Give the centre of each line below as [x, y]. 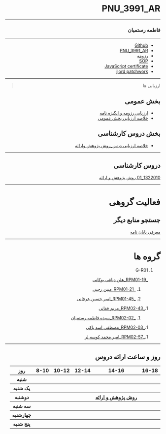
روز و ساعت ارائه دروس [128, 357]
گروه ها [147, 256]
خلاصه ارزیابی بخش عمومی [123, 118]
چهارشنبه [22, 415]
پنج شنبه [22, 424]
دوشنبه [22, 398]
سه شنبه [22, 406]
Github [141, 45]
